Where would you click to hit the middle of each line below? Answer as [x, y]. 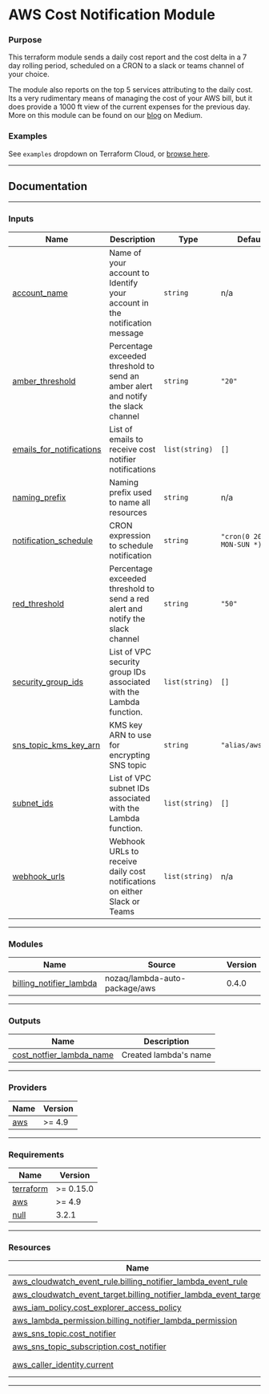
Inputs [21, 218]
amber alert [131, 386]
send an [124, 376]
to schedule [131, 545]
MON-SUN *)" [243, 544]
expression [130, 535]
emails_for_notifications [57, 449]
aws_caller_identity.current [63, 1365]
